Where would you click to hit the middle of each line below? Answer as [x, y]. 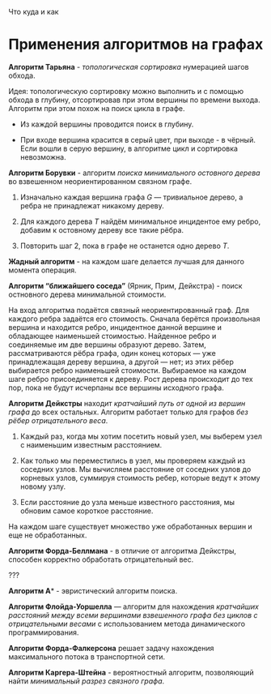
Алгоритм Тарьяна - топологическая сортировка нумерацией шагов [129, 66]
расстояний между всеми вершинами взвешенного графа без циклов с [133, 615]
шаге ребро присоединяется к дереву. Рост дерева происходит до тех [131, 379]
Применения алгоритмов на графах [136, 45]
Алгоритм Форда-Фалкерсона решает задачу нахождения [111, 648]
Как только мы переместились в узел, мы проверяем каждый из [133, 461]
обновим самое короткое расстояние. [87, 511]
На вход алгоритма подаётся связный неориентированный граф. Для [129, 310]
